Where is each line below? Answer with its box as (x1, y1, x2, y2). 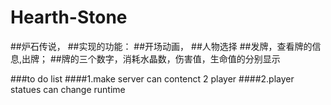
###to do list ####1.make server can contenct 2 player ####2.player (10, 72, 295, 85)
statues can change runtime (10, 83, 126, 95)
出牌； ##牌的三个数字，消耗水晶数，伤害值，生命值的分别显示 (21, 52, 281, 65)
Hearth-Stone (10, 6, 128, 29)
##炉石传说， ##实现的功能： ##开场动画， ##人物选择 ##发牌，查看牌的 (10, 40, 313, 52)
